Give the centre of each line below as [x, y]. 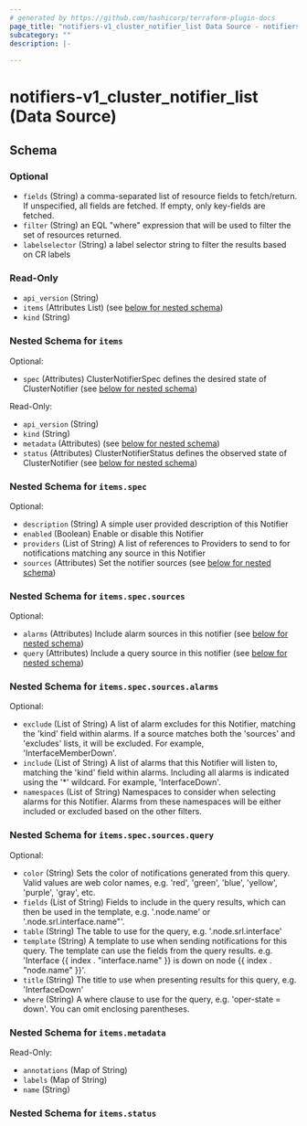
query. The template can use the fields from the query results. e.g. [148, 951]
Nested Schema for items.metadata [88, 1032]
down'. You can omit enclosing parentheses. [106, 1009]
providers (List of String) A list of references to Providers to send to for [156, 543]
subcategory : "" [40, 35]
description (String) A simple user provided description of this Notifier [155, 524]
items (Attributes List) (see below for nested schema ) [123, 308]
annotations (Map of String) [75, 1070]
